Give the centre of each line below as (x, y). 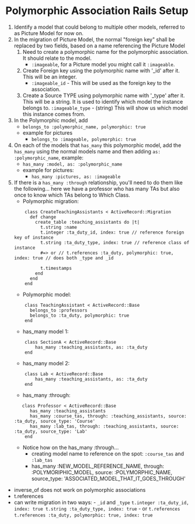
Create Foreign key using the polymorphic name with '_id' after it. (101, 70)
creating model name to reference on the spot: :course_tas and (108, 453)
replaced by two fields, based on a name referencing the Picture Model (99, 46)
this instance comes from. (54, 114)
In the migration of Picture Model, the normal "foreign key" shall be (94, 39)
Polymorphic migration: (51, 201)
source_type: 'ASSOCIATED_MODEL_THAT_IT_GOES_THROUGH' (109, 478)
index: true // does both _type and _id (64, 258)
